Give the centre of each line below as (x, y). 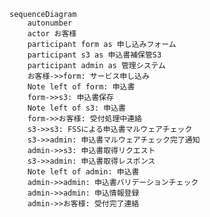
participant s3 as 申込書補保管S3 (94, 55)
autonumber (50, 23)
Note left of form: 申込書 (81, 87)
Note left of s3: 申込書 (77, 108)
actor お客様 (52, 34)
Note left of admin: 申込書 (83, 172)
